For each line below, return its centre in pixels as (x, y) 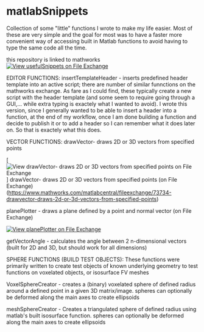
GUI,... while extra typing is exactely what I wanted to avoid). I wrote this (97, 104)
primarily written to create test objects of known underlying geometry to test (102, 266)
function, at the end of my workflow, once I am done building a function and (101, 117)
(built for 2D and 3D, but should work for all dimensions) (77, 247)
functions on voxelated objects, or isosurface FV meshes (78, 272)
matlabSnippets (47, 11)
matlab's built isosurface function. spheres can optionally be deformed (95, 315)
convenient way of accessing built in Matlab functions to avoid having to (97, 41)
